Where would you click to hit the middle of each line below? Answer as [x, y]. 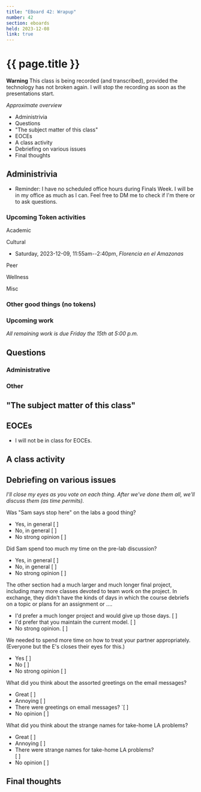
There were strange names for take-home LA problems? [84, 750]
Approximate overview [34, 105]
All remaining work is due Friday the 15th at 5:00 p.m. [72, 334]
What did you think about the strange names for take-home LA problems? [97, 725]
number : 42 [20, 17]
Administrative [28, 369]
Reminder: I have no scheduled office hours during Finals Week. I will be [104, 189]
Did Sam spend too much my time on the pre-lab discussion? [82, 548]
